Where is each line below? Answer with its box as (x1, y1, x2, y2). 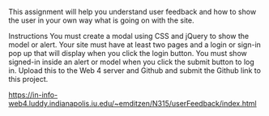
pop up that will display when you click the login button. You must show (8, 49, 247, 58)
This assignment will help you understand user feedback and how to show (8, 7, 257, 16)
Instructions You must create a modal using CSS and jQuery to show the (8, 32, 250, 41)
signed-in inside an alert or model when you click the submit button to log (8, 57, 255, 67)
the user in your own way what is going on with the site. (8, 15, 194, 25)
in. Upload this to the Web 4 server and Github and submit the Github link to (8, 66, 262, 75)
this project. (8, 75, 49, 84)
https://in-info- (8, 90, 58, 100)
